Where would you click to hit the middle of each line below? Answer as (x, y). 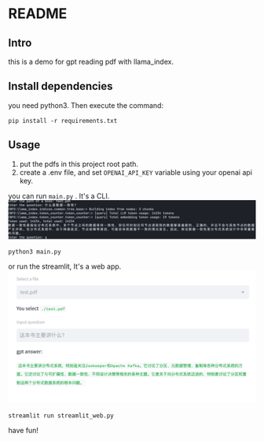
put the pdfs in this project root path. (79, 164)
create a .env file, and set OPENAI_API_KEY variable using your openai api (136, 172)
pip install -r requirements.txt (63, 120)
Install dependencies (60, 86)
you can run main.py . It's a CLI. (59, 196)
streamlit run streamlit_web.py (61, 415)
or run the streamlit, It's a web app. (65, 267)
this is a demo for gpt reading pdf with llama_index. (91, 61)
